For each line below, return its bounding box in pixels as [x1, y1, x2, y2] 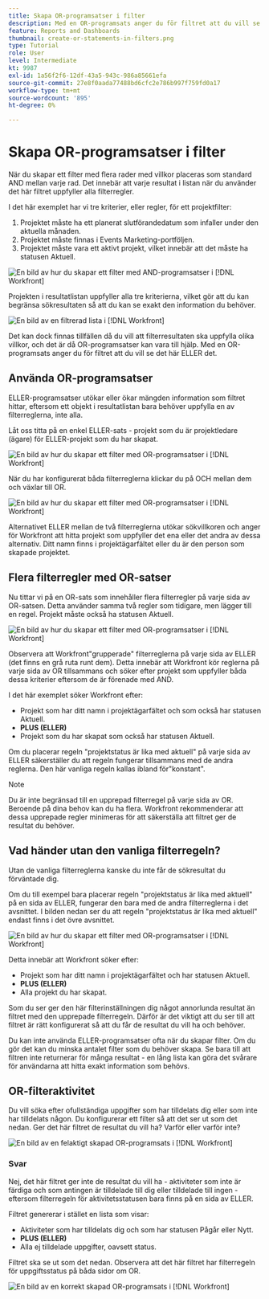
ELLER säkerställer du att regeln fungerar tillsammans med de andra [8, 755, 234, 765]
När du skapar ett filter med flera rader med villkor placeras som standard [8, 170, 252, 179]
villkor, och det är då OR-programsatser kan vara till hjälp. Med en [8, 340, 226, 349]
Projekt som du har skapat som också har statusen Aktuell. [19, 731, 215, 741]
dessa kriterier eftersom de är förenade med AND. [8, 674, 174, 684]
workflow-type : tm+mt [8, 86, 81, 95]
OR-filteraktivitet [8, 1084, 95, 1097]
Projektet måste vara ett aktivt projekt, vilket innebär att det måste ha [19, 243, 249, 253]
